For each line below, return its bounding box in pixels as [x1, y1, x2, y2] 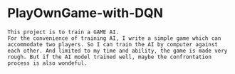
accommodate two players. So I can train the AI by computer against [7, 41, 219, 48]
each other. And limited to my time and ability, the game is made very [7, 47, 228, 54]
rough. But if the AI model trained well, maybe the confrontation [7, 53, 212, 60]
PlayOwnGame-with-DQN [7, 5, 164, 21]
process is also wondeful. [7, 59, 88, 67]
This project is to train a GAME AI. [7, 28, 120, 36]
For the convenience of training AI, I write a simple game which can [7, 34, 221, 42]
